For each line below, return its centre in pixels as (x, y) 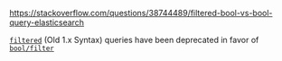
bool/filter (32, 48)
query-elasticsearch (47, 22)
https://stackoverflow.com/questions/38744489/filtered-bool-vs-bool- (141, 13)
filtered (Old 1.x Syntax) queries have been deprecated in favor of (134, 40)
